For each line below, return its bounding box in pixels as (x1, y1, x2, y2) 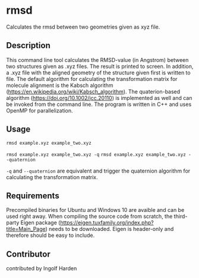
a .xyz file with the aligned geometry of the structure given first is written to (6, 69, 191, 76)
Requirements (6, 190, 59, 201)
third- (173, 213, 188, 220)
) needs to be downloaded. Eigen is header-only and (45, 226, 174, 233)
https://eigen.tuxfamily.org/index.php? (60, 219, 154, 226)
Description (6, 40, 50, 51)
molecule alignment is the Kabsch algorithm (6, 82, 113, 89)
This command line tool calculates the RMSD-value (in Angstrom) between (6, 56, 189, 63)
